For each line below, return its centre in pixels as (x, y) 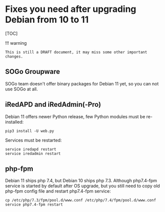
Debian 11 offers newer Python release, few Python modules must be (75, 116)
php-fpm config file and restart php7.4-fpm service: (58, 191)
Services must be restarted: (33, 140)
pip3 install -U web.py (30, 131)
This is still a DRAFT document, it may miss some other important (76, 52)
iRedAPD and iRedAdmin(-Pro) (53, 105)
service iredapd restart (31, 149)
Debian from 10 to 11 (47, 20)
